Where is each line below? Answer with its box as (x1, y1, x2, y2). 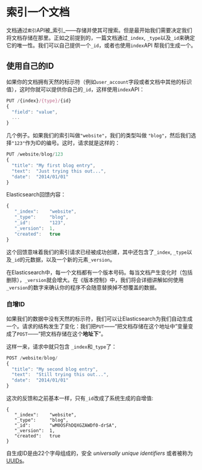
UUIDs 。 (6, 457, 28, 465)
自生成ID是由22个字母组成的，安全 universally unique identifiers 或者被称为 (6, 450, 193, 457)
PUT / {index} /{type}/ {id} (6, 98, 71, 104)
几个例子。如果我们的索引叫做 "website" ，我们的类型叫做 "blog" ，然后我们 (6, 132, 191, 139)
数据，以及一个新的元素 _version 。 (30, 255, 116, 263)
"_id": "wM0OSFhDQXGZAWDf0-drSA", (14, 422, 118, 428)
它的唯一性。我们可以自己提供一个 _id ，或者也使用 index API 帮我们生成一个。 (6, 42, 197, 49)
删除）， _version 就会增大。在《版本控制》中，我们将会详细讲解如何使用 (6, 276, 184, 283)
